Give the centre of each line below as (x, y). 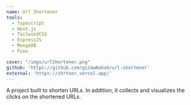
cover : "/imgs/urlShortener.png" (48, 62)
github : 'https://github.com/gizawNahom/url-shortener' (78, 68)
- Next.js (24, 29)
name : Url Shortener (32, 12)
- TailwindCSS (29, 34)
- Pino (20, 51)
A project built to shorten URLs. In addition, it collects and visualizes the (96, 91)
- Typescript (28, 23)
